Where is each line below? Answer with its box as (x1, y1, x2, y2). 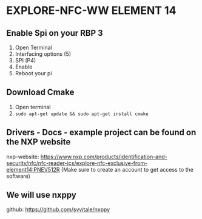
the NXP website (6, 137, 71, 147)
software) (6, 172, 30, 180)
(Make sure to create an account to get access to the (61, 166, 194, 173)
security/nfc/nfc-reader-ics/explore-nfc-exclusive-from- (6, 159, 148, 167)
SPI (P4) (15, 57, 36, 64)
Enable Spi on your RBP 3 (6, 28, 103, 38)
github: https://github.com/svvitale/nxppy (6, 206, 110, 213)
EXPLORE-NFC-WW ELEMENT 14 (6, 4, 177, 18)
